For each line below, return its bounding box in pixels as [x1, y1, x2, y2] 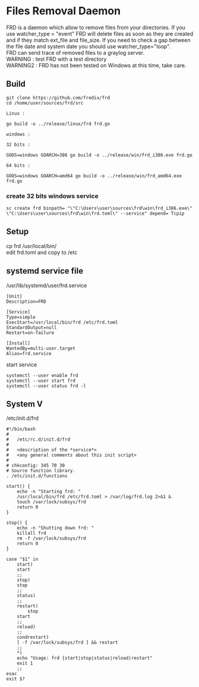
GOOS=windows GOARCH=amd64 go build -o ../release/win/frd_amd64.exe [6, 172, 182, 179]
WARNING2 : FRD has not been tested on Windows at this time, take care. [6, 61, 187, 69]
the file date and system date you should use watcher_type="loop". [6, 43, 171, 50]
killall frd [17, 531, 46, 537]
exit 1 [17, 660, 33, 667]
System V [6, 399, 43, 409]
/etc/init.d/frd [6, 415, 39, 422]
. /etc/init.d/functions [6, 473, 68, 479]
